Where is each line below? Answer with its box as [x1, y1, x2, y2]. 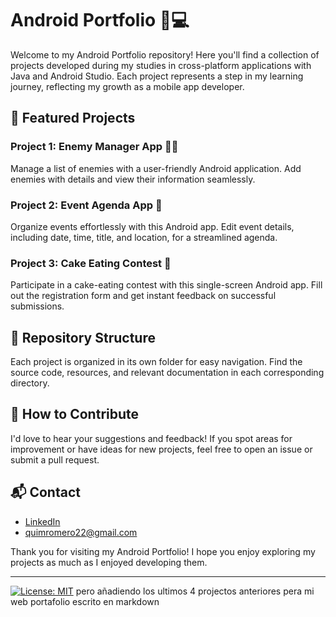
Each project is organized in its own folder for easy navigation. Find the [10, 356, 303, 368]
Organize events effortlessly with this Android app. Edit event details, [10, 220, 295, 232]
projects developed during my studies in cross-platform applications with [10, 59, 312, 71]
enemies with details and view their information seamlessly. [10, 173, 256, 185]
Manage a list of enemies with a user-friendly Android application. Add [10, 162, 302, 174]
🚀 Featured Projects [10, 110, 136, 127]
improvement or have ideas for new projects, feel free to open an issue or [10, 443, 313, 455]
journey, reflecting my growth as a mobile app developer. [10, 80, 245, 92]
